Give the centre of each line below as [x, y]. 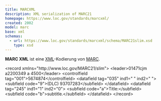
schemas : [14, 37]
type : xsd [24, 45]
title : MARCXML [20, 9]
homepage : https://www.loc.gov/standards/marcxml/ [57, 18]
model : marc [17, 27]
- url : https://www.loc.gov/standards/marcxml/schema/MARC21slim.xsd [81, 41]
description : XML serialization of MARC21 [48, 14]
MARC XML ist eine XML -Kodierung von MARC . [52, 59]
